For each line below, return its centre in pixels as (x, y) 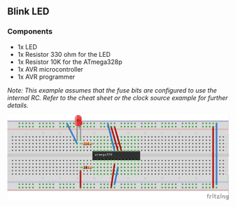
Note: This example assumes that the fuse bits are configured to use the (112, 90)
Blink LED (28, 12)
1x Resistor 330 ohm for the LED (64, 54)
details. (18, 105)
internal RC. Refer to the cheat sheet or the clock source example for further (118, 98)
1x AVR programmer (46, 76)
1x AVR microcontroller (50, 69)
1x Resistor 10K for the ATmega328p (70, 62)
